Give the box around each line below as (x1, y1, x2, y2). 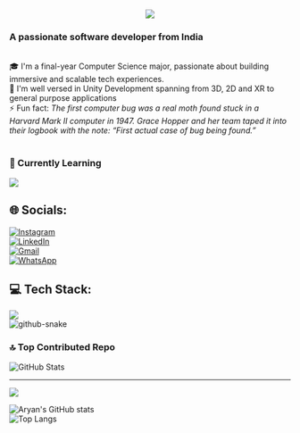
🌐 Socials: (9, 203, 68, 218)
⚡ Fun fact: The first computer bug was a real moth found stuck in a (9, 103, 260, 113)
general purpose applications (9, 93, 118, 104)
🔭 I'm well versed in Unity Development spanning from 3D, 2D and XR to (9, 83, 275, 94)
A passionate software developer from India (9, 31, 204, 44)
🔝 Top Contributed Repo (9, 341, 116, 354)
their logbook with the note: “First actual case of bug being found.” (9, 125, 256, 136)
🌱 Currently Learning (9, 157, 102, 170)
